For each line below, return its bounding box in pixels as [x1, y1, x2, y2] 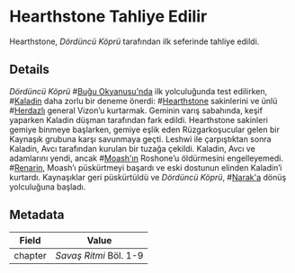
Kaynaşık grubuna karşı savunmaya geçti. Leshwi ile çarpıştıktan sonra [9, 133, 272, 145]
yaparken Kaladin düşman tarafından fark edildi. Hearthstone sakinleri [9, 114, 268, 125]
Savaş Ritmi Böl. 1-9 [55, 249, 144, 261]
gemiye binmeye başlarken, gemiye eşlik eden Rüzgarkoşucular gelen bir [9, 124, 281, 135]
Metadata [9, 207, 65, 223]
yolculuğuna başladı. [9, 181, 86, 192]
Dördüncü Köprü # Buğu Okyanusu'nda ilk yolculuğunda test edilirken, [9, 85, 268, 96]
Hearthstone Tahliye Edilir [9, 6, 208, 27]
